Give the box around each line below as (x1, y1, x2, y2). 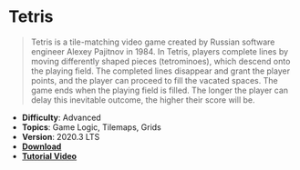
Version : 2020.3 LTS (21, 131, 100, 142)
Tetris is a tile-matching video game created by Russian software (30, 36, 275, 47)
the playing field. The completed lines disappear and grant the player (30, 65, 291, 76)
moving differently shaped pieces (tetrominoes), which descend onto (30, 55, 291, 66)
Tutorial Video (21, 150, 78, 161)
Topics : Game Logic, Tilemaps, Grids (21, 121, 161, 133)
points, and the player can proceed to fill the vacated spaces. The (30, 75, 279, 85)
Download (21, 141, 62, 152)
